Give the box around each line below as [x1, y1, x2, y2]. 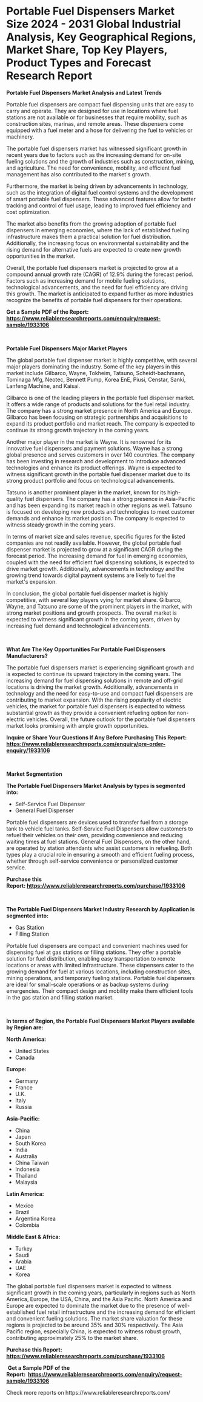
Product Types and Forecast [6, 56, 151, 70]
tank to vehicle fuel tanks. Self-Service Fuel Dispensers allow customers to [6, 825, 193, 832]
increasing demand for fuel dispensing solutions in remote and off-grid [6, 677, 183, 684]
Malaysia [15, 1178, 38, 1186]
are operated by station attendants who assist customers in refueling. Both [6, 844, 193, 852]
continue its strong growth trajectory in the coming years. [6, 426, 150, 433]
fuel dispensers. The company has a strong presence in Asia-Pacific [24, 495, 196, 502]
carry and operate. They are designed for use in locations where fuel [6, 107, 178, 114]
